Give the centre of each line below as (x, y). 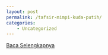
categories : (21, 23)
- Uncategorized (37, 28)
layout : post (22, 12)
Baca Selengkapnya (31, 45)
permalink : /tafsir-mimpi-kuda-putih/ (54, 17)
